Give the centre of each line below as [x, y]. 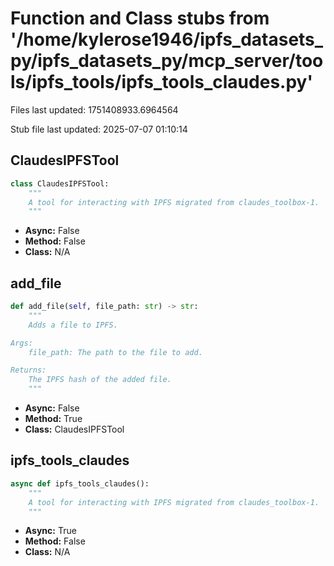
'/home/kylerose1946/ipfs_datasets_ [167, 39]
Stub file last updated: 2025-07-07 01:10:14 [99, 129]
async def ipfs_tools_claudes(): [80, 483]
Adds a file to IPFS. [73, 325]
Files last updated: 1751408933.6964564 [94, 109]
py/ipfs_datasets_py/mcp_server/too [167, 61]
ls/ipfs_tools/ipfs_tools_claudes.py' [161, 82]
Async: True [50, 531]
